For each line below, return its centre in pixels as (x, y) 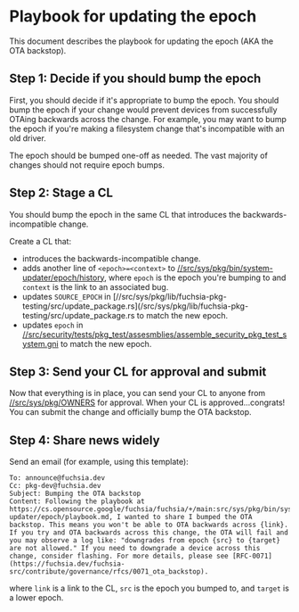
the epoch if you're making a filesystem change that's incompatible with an (147, 128)
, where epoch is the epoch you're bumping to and (195, 277)
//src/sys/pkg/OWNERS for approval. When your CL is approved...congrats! (147, 402)
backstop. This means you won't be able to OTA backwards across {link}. (149, 525)
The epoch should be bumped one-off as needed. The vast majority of (139, 155)
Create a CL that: (40, 241)
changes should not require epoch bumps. (87, 165)
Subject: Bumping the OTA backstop (75, 494)
